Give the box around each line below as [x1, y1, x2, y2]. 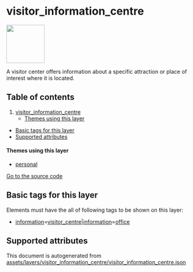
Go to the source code [6, 172, 63, 179]
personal [15, 160, 38, 168]
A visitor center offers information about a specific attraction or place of [6, 68, 188, 75]
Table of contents [6, 92, 75, 102]
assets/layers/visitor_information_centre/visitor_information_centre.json [6, 258, 186, 266]
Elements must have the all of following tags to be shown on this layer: [6, 206, 183, 213]
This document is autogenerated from [6, 252, 102, 259]
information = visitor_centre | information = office [15, 218, 130, 225]
